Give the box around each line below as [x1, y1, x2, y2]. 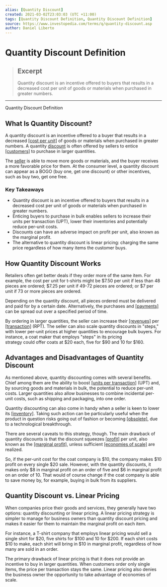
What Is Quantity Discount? [5, 119, 92, 128]
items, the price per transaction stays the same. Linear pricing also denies [5, 566, 157, 572]
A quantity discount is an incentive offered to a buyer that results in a [5, 132, 147, 138]
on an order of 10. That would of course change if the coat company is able [5, 472, 160, 478]
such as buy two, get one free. [5, 173, 68, 179]
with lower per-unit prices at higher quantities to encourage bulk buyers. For [5, 329, 162, 335]
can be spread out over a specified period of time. [5, 308, 108, 314]
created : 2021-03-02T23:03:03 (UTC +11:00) [5, 12, 97, 17]
